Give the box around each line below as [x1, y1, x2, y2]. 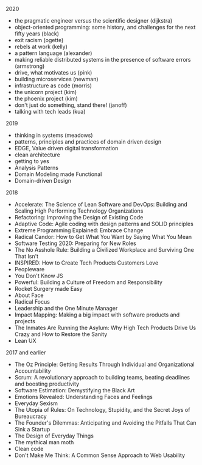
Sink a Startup [14, 426, 50, 433]
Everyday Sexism [14, 400, 58, 407]
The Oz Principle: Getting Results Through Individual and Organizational [14, 361, 195, 368]
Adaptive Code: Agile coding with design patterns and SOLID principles [14, 220, 194, 227]
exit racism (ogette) [14, 37, 64, 43]
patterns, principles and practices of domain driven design [14, 138, 162, 145]
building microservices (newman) [14, 76, 99, 82]
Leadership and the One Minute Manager [14, 305, 118, 312]
